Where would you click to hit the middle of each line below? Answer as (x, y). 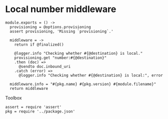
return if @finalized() (39, 44)
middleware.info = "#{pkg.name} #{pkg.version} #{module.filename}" (83, 84)
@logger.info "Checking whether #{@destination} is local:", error (91, 75)
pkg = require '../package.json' (40, 111)
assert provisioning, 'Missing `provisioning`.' (62, 31)
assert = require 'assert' (33, 107)
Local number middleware (61, 9)
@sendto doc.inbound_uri (45, 66)
